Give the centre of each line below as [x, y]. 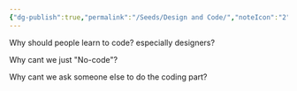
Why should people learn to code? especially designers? [112, 42]
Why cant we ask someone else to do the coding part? [108, 77]
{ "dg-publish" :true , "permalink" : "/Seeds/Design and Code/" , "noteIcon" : [144, 17]
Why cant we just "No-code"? [63, 59]
